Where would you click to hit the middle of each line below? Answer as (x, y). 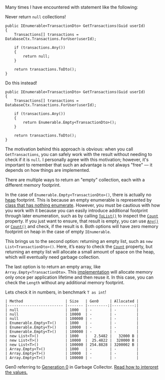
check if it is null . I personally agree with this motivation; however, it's (77, 159)
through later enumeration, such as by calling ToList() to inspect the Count (82, 216)
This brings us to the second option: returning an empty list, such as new (79, 241)
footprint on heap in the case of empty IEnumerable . (58, 231)
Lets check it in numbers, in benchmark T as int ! (56, 292)
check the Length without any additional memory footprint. (65, 282)
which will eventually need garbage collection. (53, 257)
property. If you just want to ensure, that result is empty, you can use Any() (82, 221)
